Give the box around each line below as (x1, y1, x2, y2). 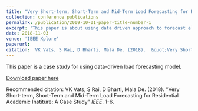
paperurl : (6, 42, 31, 48)
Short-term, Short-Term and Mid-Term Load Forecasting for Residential (6, 92, 179, 99)
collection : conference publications (6, 14, 99, 20)
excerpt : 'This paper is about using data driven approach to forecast (6, 25, 186, 31)
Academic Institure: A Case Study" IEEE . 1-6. (6, 98, 114, 105)
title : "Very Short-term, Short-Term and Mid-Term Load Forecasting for (6, 8, 189, 15)
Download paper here (6, 74, 59, 81)
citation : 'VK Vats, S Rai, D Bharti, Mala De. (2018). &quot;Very (6, 47, 178, 53)
